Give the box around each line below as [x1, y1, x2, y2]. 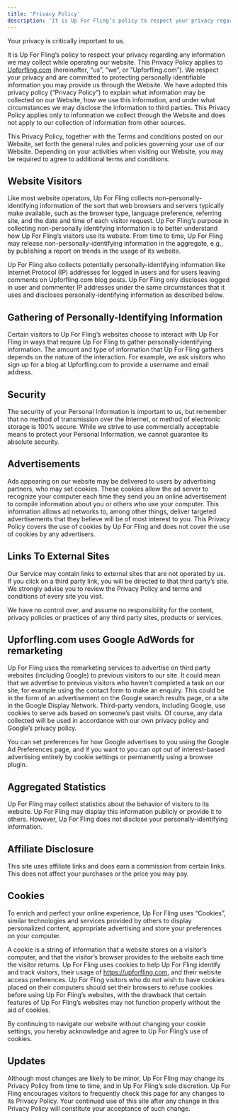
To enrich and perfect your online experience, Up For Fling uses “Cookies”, [7, 908, 226, 917]
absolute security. [7, 437, 60, 446]
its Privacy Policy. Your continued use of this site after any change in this [7, 1097, 220, 1105]
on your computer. [7, 931, 62, 940]
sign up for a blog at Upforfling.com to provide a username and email [7, 360, 209, 369]
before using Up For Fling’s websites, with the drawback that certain [7, 990, 207, 999]
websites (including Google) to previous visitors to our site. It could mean [7, 671, 221, 680]
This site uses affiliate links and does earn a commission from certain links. [7, 862, 227, 870]
